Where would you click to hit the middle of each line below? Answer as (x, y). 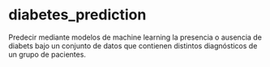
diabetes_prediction (77, 15)
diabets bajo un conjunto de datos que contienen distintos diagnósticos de (133, 45)
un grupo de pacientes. (47, 54)
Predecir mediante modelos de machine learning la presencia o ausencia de (135, 37)
